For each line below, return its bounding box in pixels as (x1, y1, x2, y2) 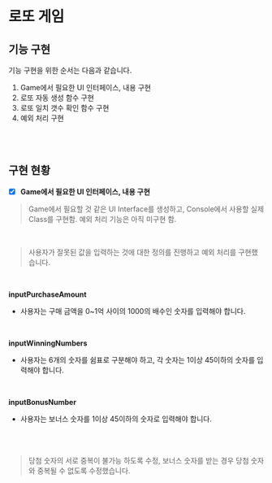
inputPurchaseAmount (8, 289, 87, 299)
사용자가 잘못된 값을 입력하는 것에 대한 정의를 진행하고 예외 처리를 (28, 247, 237, 257)
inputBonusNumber (8, 397, 77, 407)
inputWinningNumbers (8, 338, 88, 348)
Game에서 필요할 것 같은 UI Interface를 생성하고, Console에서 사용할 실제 (28, 204, 265, 214)
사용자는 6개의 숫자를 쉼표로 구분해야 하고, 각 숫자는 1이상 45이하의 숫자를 (19, 355, 256, 364)
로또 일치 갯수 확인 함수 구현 (19, 103, 110, 112)
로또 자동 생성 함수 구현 (19, 93, 95, 102)
